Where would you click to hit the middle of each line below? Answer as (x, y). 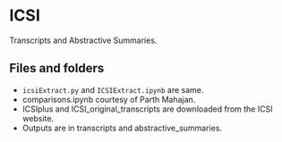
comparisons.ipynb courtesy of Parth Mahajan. (109, 99)
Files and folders (57, 68)
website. (38, 118)
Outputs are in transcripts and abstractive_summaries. (122, 128)
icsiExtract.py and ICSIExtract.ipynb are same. (113, 89)
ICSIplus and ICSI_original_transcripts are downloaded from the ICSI (147, 109)
